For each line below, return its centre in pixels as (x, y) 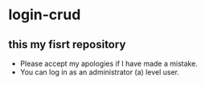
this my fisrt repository (67, 45)
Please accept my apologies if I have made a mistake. (109, 63)
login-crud (45, 15)
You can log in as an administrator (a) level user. (99, 72)
